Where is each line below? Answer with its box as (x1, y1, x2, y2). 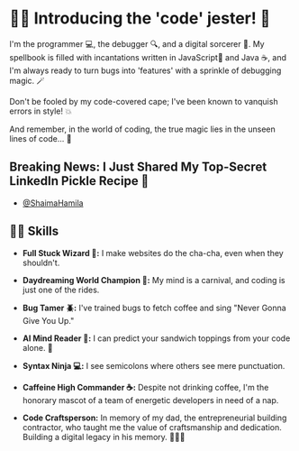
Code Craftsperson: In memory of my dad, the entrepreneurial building (22, 412, 287, 423)
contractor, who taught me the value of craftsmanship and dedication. (22, 421, 282, 432)
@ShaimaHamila (22, 198, 84, 208)
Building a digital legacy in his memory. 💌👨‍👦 (22, 431, 186, 442)
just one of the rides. (22, 284, 100, 295)
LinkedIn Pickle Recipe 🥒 (9, 173, 149, 189)
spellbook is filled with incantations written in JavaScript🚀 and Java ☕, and (9, 51, 286, 62)
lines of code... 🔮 (9, 133, 72, 143)
